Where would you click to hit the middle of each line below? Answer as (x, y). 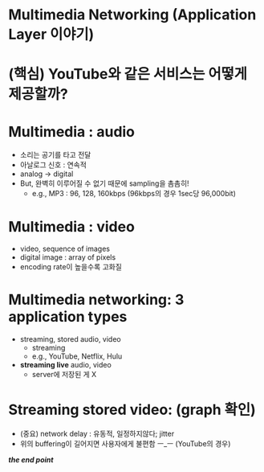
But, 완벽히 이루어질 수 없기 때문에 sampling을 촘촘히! (105, 183)
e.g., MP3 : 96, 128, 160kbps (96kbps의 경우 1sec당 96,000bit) (134, 194)
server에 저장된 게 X (64, 375)
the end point (31, 460)
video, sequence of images (65, 249)
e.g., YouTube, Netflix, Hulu (77, 356)
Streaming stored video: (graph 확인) (132, 410)
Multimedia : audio (71, 131)
